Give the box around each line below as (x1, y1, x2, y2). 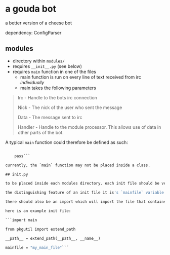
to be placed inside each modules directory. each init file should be (5, 181, 159, 186)
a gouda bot (5, 3, 57, 15)
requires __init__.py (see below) (12, 63, 82, 69)
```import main (5, 217, 37, 223)
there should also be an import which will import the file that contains (5, 199, 166, 204)
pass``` (14, 153, 30, 159)
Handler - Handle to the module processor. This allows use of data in (17, 124, 161, 130)
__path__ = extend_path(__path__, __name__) (5, 236, 101, 241)
